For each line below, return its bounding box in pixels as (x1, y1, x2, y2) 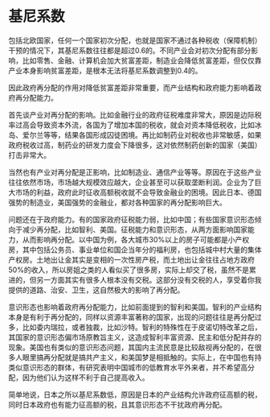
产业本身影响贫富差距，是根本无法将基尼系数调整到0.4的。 (8, 65, 202, 75)
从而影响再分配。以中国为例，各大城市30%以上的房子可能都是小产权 (22, 234, 250, 244)
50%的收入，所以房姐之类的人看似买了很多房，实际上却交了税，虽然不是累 (8, 265, 256, 275)
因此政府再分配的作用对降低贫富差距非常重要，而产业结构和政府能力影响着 (8, 82, 255, 93)
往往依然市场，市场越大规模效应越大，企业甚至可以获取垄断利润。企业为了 (8, 177, 255, 187)
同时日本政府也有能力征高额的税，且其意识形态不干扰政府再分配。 (8, 399, 227, 409)
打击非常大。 (8, 150, 51, 159)
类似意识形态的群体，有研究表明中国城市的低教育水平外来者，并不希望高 (8, 362, 247, 372)
